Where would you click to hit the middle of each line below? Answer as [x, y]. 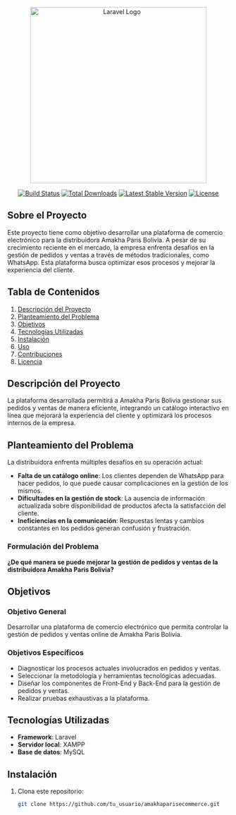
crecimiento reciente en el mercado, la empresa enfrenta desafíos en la [111, 247]
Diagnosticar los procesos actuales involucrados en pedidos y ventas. [119, 668]
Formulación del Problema [53, 546]
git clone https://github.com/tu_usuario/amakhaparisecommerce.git [118, 804]
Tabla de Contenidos [54, 292]
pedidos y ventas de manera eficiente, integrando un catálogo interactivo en [118, 408]
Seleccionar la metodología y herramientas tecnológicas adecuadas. [117, 675]
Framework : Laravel [47, 737]
